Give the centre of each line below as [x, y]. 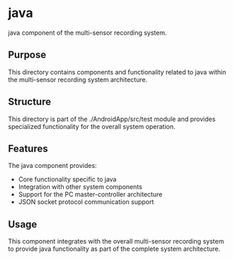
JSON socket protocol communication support [86, 202]
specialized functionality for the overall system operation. [92, 126]
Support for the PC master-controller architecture [90, 194]
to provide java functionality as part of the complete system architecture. [114, 249]
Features [28, 148]
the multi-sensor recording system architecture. [78, 79]
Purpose [27, 55]
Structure [30, 102]
